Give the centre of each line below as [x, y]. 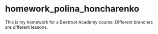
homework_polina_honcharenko [72, 9]
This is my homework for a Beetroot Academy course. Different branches [79, 22]
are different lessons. [26, 27]
